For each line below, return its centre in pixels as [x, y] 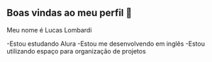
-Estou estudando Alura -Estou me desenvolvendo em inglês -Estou [106, 44]
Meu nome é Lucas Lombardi [49, 30]
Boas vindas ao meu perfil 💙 [69, 13]
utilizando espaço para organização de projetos [76, 51]
